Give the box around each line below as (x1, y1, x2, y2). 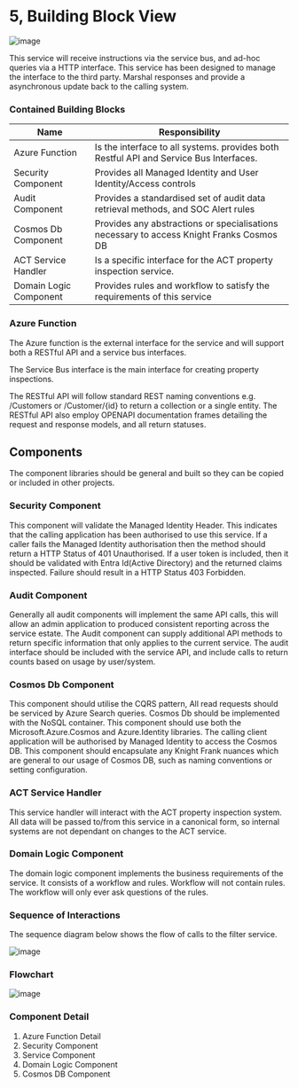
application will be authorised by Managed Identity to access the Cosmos (9, 736, 278, 747)
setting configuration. (9, 764, 88, 775)
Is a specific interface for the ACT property (94, 254, 273, 267)
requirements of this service (94, 291, 212, 303)
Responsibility (158, 126, 221, 138)
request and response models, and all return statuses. (9, 419, 207, 429)
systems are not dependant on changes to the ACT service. (9, 826, 227, 836)
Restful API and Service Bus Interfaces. (94, 153, 258, 165)
